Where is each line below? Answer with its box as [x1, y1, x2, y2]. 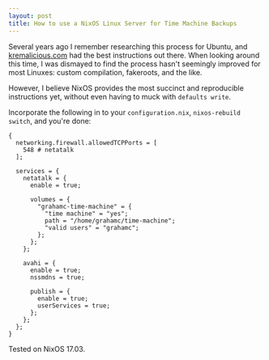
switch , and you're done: [8, 116, 92, 125]
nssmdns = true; [29, 273, 85, 282]
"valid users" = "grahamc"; [44, 223, 139, 231]
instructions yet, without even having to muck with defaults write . [8, 91, 232, 101]
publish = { [29, 287, 70, 295]
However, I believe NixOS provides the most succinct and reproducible [8, 83, 245, 93]
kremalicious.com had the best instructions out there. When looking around [8, 50, 260, 60]
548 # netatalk [23, 146, 75, 154]
